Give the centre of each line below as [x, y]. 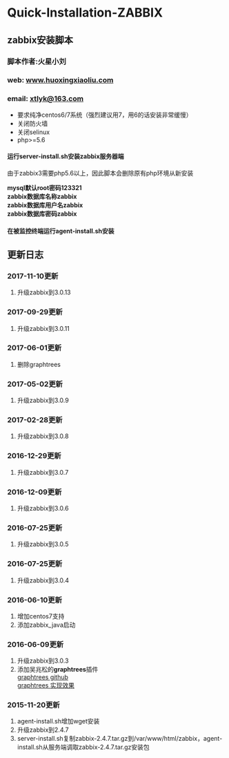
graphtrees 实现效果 [46, 685]
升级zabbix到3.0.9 [43, 400]
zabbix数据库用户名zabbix [45, 205]
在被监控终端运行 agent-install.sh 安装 [61, 231]
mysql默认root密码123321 [44, 187]
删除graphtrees [39, 364]
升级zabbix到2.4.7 [43, 730]
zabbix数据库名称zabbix [42, 196]
